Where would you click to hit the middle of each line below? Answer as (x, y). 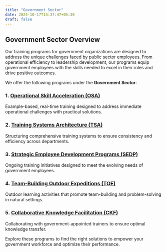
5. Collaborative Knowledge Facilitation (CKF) (62, 213)
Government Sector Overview (52, 39)
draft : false (19, 19)
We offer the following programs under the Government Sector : (71, 83)
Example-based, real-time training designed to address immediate (73, 106)
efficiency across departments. (37, 141)
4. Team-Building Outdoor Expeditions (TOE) (60, 183)
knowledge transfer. (26, 229)
